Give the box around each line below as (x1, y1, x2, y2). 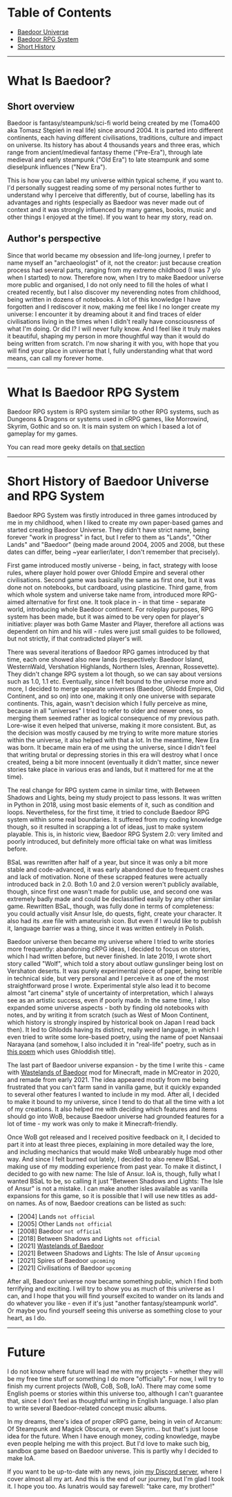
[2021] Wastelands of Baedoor (17, 1242, 104, 1250)
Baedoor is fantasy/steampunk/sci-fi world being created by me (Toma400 (7, 119, 220, 127)
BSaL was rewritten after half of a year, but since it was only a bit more (7, 858, 209, 866)
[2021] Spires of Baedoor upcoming (17, 1256, 115, 1264)
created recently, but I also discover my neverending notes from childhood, (7, 288, 221, 296)
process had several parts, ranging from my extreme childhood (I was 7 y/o (7, 266, 221, 274)
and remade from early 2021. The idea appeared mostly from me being (7, 1075, 209, 1083)
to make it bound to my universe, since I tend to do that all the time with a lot (7, 1097, 224, 1105)
